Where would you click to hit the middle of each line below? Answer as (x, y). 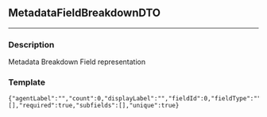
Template (27, 82)
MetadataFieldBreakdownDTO (85, 13)
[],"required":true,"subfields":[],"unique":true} (94, 106)
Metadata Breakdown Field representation (77, 62)
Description (31, 44)
